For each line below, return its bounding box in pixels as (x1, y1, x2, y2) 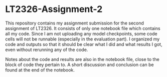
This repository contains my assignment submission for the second (5, 20, 144, 26)
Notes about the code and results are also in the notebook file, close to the (5, 56, 159, 62)
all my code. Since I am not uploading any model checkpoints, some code (5, 30, 157, 36)
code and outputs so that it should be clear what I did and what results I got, (5, 41, 162, 47)
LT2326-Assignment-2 (5, 3, 103, 15)
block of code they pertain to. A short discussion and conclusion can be (5, 61, 154, 67)
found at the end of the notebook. (5, 66, 75, 73)
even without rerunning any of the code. (5, 46, 88, 52)
